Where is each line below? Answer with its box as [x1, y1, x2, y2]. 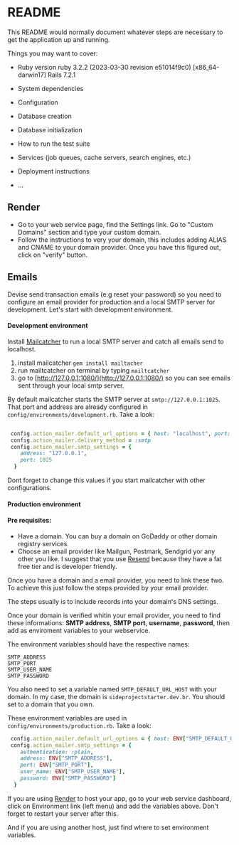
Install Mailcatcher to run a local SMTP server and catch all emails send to [7, 337, 224, 346]
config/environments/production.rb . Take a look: [7, 721, 152, 730]
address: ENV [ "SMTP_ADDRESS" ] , [20, 755, 113, 762]
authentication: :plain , [20, 748, 94, 755]
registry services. [17, 539, 70, 548]
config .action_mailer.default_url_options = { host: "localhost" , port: [10, 430, 231, 437]
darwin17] [17, 70, 46, 79]
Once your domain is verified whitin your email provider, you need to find [7, 611, 221, 620]
